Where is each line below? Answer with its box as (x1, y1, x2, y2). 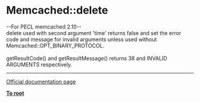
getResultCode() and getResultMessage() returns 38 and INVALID (6, 55, 168, 62)
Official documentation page (6, 78, 76, 85)
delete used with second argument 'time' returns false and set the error (6, 29, 182, 36)
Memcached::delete (6, 4, 108, 17)
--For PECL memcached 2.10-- (6, 23, 82, 30)
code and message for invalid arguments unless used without (6, 36, 157, 43)
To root (6, 90, 24, 97)
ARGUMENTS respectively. (6, 60, 73, 68)
